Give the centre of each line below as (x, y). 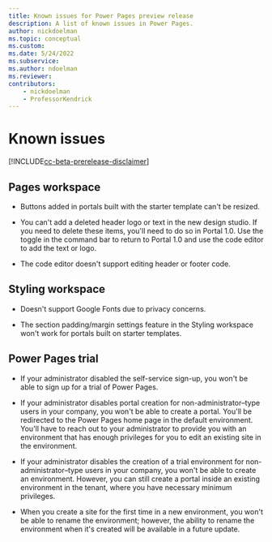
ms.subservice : (34, 62)
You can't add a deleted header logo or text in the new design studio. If (138, 222)
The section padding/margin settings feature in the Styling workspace (136, 325)
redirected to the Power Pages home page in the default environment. (136, 419)
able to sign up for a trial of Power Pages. (89, 387)
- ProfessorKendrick (57, 99)
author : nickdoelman (43, 31)
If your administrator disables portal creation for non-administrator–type (140, 402)
